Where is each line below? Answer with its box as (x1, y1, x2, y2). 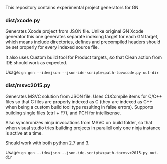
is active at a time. (5, 130, 43, 136)
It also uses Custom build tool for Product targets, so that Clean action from (5, 54, 162, 60)
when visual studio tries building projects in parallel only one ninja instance (5, 125, 161, 131)
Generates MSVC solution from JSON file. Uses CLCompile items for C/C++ (5, 93, 162, 99)
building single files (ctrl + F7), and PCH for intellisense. (5, 110, 121, 116)
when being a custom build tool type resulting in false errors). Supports (5, 104, 154, 110)
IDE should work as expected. (5, 60, 67, 66)
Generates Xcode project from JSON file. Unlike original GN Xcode (5, 28, 144, 34)
